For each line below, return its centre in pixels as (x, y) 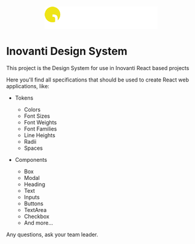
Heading (34, 184)
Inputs (32, 197)
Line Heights (39, 135)
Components (31, 159)
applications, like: (28, 86)
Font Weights (40, 122)
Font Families (40, 129)
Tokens (24, 98)
